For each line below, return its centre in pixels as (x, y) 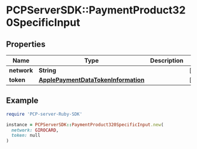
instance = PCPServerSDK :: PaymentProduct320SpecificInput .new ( (85, 124)
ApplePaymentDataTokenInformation (91, 80)
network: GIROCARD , (35, 130)
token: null (26, 136)
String (47, 70)
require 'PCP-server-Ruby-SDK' (44, 114)
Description (167, 60)
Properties (26, 44)
